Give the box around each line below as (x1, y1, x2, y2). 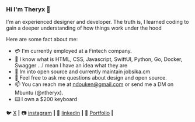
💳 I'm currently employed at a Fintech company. (14, 48, 133, 55)
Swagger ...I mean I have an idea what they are (14, 62, 128, 69)
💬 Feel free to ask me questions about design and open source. (14, 74, 168, 81)
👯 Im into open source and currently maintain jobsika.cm (14, 68, 151, 75)
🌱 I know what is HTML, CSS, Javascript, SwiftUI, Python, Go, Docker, (14, 56, 183, 63)
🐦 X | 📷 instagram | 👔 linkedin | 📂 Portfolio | (6, 110, 114, 117)
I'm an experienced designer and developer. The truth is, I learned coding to (6, 19, 189, 26)
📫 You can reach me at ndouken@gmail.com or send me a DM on (14, 81, 174, 88)
